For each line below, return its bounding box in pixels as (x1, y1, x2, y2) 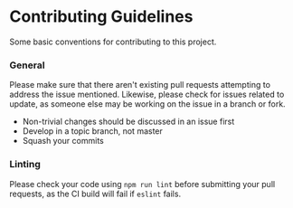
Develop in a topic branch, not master (22, 126, 163, 137)
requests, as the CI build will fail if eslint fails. (9, 188, 182, 199)
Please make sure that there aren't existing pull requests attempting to (9, 80, 271, 90)
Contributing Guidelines (9, 6, 194, 27)
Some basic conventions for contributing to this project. (9, 36, 217, 47)
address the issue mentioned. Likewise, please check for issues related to (9, 89, 285, 100)
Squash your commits (22, 136, 104, 147)
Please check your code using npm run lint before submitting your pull (9, 178, 276, 189)
